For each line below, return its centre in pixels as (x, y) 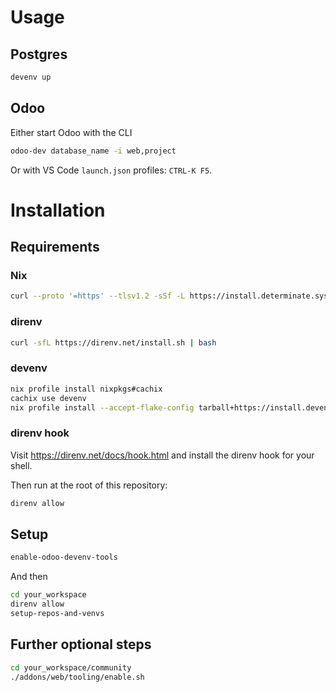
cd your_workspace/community (71, 667)
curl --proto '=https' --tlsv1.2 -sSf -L (98, 296)
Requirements (55, 247)
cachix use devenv (48, 398)
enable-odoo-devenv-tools (64, 557)
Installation (58, 210)
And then (29, 577)
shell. (21, 465)
